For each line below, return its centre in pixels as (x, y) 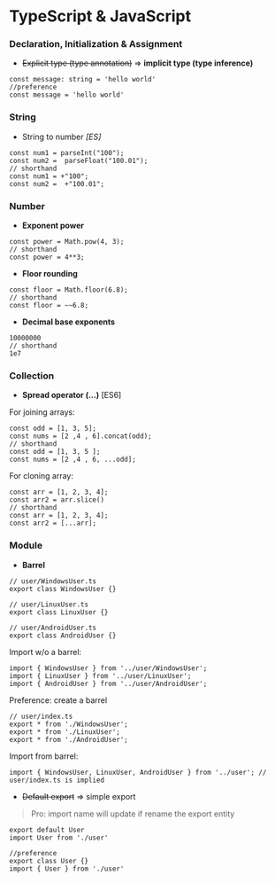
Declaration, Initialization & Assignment (96, 44)
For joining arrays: (42, 412)
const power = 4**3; (47, 258)
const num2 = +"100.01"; (57, 183)
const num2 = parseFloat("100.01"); (79, 160)
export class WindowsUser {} (63, 589)
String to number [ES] (61, 137)
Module (26, 545)
